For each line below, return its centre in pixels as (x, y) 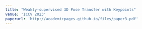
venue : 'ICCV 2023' (26, 14)
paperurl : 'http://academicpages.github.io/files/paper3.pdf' (72, 19)
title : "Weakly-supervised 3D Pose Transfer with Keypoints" (71, 10)
